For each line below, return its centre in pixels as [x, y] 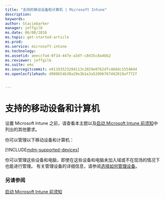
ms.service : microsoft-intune [36, 46]
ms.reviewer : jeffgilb [28, 60]
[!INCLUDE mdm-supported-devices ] [42, 150]
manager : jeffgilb [24, 28]
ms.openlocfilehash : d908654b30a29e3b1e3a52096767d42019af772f [71, 74]
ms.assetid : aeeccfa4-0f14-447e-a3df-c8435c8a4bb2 [58, 56]
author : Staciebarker [27, 23]
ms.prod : [14, 42]
